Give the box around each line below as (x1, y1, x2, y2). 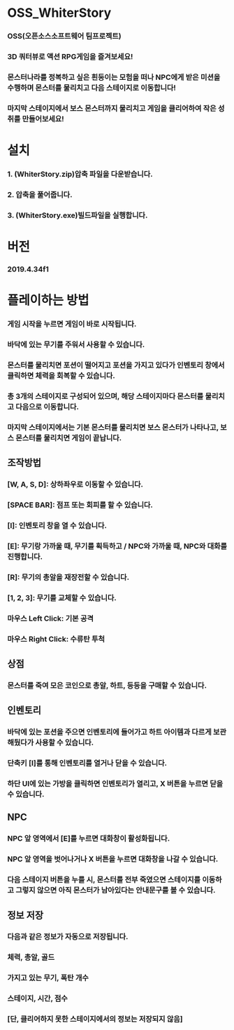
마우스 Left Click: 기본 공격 (7, 614, 94, 623)
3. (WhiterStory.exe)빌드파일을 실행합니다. (7, 210, 148, 220)
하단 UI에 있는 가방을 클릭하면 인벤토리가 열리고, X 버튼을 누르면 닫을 (7, 778, 224, 788)
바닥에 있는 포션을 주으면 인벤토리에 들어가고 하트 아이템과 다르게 (7, 727, 212, 737)
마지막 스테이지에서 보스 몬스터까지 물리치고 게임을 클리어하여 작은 (7, 103, 217, 113)
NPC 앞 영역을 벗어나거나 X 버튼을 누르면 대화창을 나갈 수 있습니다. (7, 854, 219, 864)
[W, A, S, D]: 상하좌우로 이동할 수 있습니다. (7, 480, 144, 489)
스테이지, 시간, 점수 (7, 994, 68, 1003)
